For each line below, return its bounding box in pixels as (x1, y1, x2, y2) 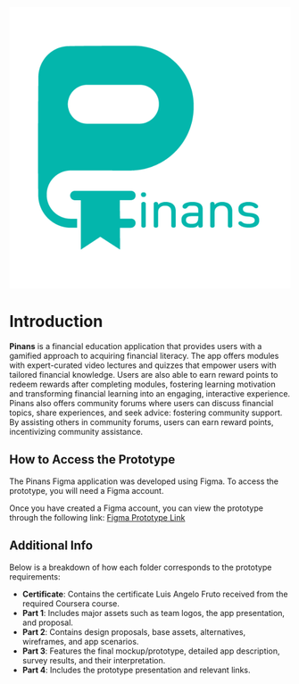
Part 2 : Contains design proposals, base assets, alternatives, (21, 626, 246, 637)
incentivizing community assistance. (9, 426, 144, 437)
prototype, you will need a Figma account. (9, 485, 164, 496)
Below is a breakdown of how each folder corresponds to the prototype (9, 562, 272, 572)
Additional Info (9, 538, 94, 554)
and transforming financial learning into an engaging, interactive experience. (9, 388, 291, 399)
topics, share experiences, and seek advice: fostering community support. (9, 407, 283, 418)
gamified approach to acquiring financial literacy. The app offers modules (9, 350, 279, 361)
